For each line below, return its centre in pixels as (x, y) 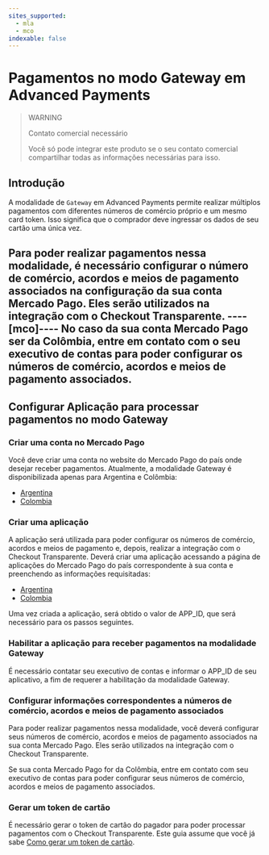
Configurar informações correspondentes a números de (120, 700)
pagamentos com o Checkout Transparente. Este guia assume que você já (132, 834)
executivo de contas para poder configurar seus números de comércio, (126, 778)
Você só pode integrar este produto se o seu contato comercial (133, 149)
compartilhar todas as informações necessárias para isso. (124, 157)
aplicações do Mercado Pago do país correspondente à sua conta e (121, 565)
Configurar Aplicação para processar (104, 407)
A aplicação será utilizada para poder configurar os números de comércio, (132, 540)
